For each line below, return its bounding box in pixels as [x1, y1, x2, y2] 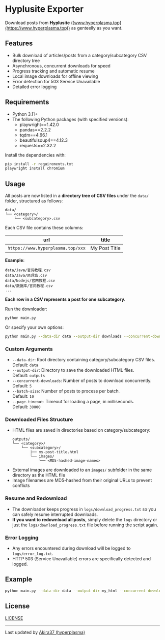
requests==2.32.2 [19, 142, 56, 148]
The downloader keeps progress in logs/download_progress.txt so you [12, 506, 156, 512]
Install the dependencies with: [5, 152, 66, 158]
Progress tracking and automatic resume [12, 68, 95, 74]
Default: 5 [12, 383, 32, 389]
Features [5, 39, 33, 48]
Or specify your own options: [5, 324, 64, 330]
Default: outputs [12, 373, 45, 379]
